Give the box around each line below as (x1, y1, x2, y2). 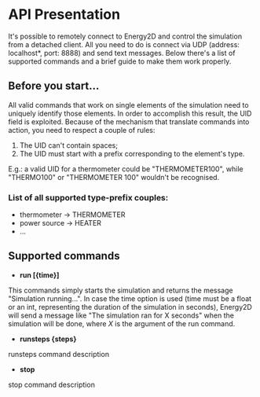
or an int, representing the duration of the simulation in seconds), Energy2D (8, 302, 253, 311)
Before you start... (8, 79, 100, 93)
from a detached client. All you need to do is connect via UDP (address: (8, 39, 240, 49)
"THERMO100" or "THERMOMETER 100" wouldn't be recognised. (8, 172, 220, 182)
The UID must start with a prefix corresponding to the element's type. (19, 149, 245, 158)
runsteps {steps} (19, 334, 77, 344)
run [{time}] (19, 270, 60, 280)
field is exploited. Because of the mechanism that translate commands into (8, 116, 250, 127)
